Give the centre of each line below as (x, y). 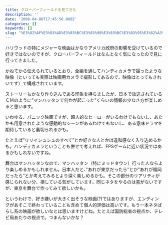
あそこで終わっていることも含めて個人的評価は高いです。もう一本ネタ (86, 205)
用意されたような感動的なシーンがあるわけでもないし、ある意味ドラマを (88, 123)
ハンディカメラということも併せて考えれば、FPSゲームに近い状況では (85, 146)
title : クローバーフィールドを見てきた (41, 10)
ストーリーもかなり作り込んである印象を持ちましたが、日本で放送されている (84, 94)
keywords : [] (19, 28)
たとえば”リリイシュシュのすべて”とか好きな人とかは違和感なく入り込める (81, 140)
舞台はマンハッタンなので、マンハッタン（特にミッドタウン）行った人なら (82, 163)
